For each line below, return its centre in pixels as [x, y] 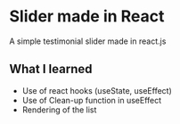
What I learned [51, 69]
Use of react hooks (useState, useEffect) [97, 90]
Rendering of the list [59, 110]
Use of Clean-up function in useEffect [92, 100]
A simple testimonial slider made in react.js [88, 41]
